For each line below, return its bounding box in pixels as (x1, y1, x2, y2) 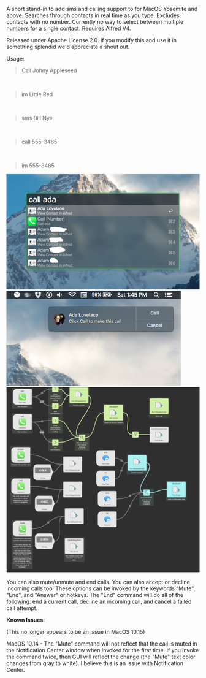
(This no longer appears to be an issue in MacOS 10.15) (6, 628, 145, 635)
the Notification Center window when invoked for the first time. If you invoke (6, 646, 199, 653)
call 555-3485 (21, 138, 58, 145)
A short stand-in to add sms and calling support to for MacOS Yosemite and (6, 6, 198, 12)
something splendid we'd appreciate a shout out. (6, 43, 130, 50)
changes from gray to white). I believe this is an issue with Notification (6, 659, 184, 667)
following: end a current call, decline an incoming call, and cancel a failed (6, 598, 192, 605)
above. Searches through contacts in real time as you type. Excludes (6, 12, 180, 19)
